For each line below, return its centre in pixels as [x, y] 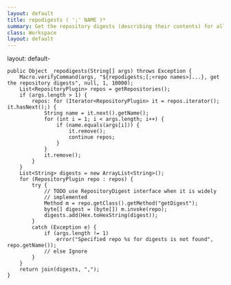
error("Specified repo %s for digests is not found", [135, 240]
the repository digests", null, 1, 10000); [70, 83]
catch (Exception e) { [64, 227]
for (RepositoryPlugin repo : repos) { [77, 179]
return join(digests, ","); [59, 270]
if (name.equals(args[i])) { [98, 125]
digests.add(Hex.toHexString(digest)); [101, 216]
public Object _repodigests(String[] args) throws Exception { [100, 71]
